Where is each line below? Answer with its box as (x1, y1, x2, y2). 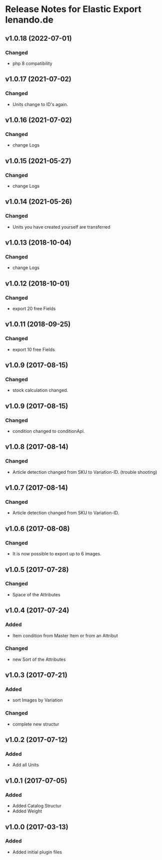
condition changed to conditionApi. (12, 428, 85, 434)
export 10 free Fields (12, 346, 55, 352)
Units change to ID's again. (12, 101, 68, 107)
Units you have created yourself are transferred (12, 224, 110, 230)
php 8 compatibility (12, 60, 52, 66)
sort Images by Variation (12, 697, 63, 703)
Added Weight (12, 808, 42, 814)
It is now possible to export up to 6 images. (12, 551, 101, 557)
